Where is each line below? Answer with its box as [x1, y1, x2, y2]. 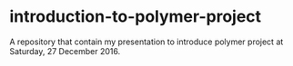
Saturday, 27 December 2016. [9, 45, 121, 56]
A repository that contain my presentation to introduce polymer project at [9, 36, 284, 47]
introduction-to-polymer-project [9, 6, 262, 27]
